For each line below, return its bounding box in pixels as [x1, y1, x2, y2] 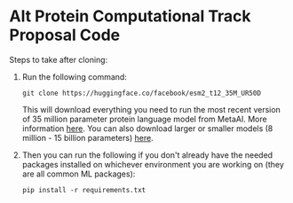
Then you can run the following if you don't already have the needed [21, 149, 273, 160]
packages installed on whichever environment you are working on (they [21, 159, 284, 169]
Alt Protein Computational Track [9, 6, 251, 27]
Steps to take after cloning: [9, 54, 108, 65]
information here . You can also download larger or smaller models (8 [21, 122, 273, 134]
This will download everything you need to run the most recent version [21, 104, 281, 114]
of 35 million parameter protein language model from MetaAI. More [21, 113, 268, 124]
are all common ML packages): [21, 168, 136, 179]
